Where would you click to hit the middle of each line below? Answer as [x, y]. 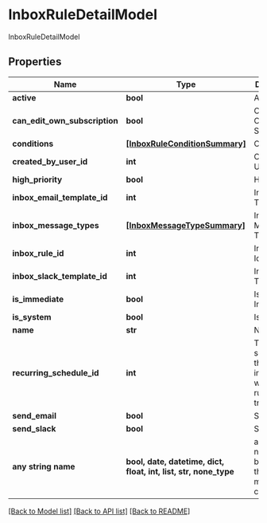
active [24, 97]
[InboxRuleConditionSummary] [186, 144]
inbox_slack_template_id [60, 276]
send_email [35, 415]
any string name [44, 466]
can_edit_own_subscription [65, 120]
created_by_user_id [50, 161]
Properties [35, 62]
